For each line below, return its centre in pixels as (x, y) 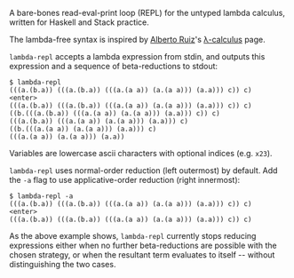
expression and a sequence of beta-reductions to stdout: (114, 66)
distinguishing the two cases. (63, 264)
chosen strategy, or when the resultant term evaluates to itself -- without (142, 255)
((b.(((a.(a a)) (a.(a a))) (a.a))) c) (83, 129)
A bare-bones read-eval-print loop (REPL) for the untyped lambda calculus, (147, 13)
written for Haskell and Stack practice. (79, 22)
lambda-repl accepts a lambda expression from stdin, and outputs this (137, 56)
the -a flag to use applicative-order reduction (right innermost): (125, 180)
